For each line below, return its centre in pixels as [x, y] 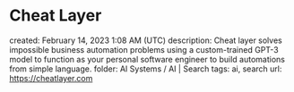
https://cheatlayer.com [51, 78]
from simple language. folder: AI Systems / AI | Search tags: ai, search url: [146, 69]
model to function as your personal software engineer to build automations [147, 59]
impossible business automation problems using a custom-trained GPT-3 [144, 49]
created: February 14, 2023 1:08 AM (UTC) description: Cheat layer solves [146, 40]
